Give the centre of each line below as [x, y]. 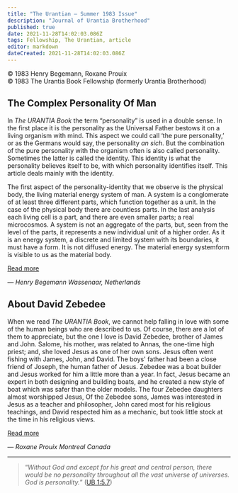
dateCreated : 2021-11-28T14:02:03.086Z [66, 54]
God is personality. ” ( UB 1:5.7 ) [68, 482]
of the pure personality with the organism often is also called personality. [114, 150]
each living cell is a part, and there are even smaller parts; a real [101, 217]
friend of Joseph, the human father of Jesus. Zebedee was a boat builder [114, 366]
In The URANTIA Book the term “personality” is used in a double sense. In [115, 120]
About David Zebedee [57, 304]
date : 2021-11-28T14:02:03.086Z [55, 34]
